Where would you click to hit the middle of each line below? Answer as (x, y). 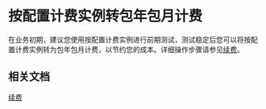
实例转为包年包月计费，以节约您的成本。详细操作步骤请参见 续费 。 (136, 49)
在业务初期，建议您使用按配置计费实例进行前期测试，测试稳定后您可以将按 (129, 39)
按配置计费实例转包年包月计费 (106, 16)
